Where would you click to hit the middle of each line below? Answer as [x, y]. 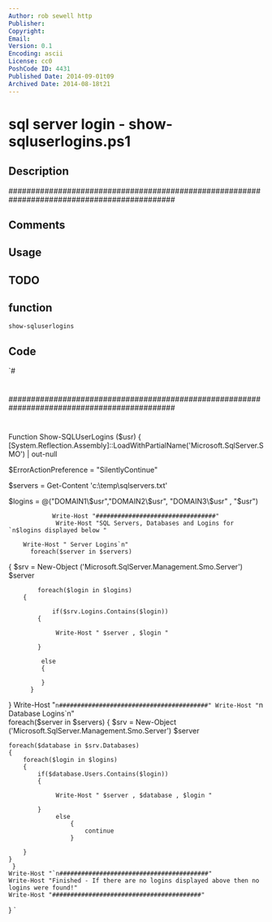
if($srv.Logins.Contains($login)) [110, 611]
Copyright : [27, 31]
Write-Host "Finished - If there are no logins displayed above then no [134, 881]
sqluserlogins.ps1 [70, 141]
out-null [44, 454]
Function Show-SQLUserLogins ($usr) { [75, 436]
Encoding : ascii [36, 54]
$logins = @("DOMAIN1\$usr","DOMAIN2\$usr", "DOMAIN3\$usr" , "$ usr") [133, 501]
